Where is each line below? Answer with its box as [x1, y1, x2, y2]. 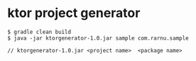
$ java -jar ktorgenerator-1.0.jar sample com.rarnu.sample [7, 34, 190, 42]
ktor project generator [7, 5, 141, 21]
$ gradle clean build [7, 28, 72, 35]
